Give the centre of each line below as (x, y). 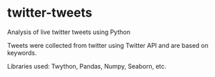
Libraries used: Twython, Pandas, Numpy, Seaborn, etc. (87, 66)
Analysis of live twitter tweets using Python (69, 32)
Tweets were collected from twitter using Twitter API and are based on (108, 45)
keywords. (22, 53)
